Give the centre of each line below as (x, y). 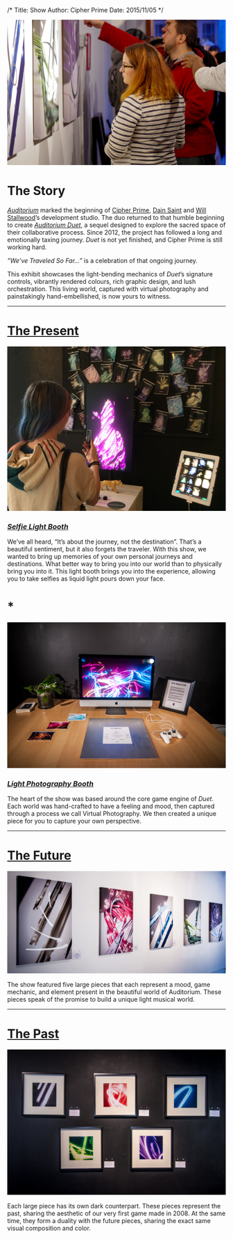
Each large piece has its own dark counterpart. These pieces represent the (114, 1206)
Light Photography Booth (50, 784)
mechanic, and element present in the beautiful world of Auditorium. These (114, 992)
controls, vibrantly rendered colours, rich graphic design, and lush (102, 281)
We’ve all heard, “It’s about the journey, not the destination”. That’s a (105, 542)
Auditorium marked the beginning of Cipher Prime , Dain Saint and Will (107, 210)
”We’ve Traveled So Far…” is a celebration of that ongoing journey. (102, 260)
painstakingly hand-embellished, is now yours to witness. (89, 296)
